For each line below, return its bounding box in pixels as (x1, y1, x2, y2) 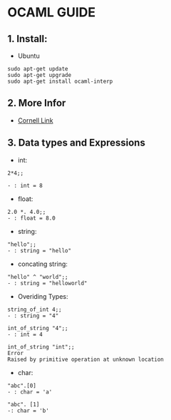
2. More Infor (7, 97, 66, 109)
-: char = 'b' (7, 407, 50, 414)
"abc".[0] (7, 382, 37, 389)
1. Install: (7, 33, 48, 45)
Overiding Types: (17, 292, 69, 300)
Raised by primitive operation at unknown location (7, 356, 164, 363)
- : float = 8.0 (7, 215, 56, 222)
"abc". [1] (7, 401, 40, 408)
